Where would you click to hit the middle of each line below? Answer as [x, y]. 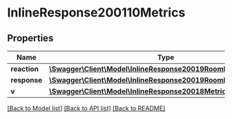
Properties [30, 38]
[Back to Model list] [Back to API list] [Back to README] [86, 108]
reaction [25, 69]
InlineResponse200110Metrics [96, 13]
